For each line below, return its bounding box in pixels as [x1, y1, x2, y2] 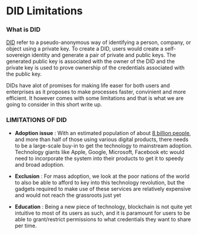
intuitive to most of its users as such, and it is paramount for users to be [14, 209, 190, 217]
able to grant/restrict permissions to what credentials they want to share [14, 215, 191, 223]
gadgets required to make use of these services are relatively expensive [14, 185, 191, 192]
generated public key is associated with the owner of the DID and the [6, 58, 175, 65]
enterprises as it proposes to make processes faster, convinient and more [6, 88, 186, 96]
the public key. [6, 70, 42, 78]
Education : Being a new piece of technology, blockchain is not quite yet [14, 203, 192, 210]
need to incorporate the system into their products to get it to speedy [14, 155, 184, 162]
